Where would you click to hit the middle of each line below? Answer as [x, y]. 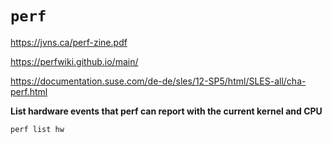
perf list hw [37, 129]
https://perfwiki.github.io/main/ [74, 61]
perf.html [29, 91]
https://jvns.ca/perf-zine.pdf [69, 42]
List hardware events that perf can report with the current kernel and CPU [166, 111]
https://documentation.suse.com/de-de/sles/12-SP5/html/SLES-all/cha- [158, 81]
